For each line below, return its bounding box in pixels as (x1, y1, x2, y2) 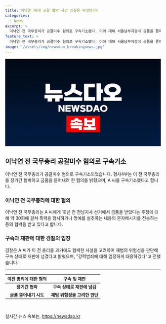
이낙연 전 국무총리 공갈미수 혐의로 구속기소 (5, 157, 126, 165)
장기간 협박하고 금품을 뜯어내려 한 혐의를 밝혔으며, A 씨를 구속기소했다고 (10, 178, 149, 183)
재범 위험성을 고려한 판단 (51, 291, 99, 298)
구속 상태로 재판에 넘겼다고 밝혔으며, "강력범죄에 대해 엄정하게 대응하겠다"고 (5, 253, 152, 259)
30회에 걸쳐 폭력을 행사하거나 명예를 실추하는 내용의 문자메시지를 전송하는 (15, 215, 158, 221)
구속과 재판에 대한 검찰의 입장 (5, 235, 71, 242)
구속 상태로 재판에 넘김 (52, 284, 96, 290)
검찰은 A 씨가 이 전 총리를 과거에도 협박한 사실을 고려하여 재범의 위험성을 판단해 (5, 247, 158, 253)
